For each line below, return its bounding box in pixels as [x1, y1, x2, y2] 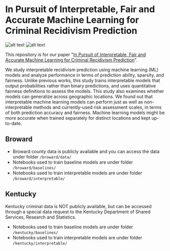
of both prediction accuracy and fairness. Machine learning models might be [5, 110, 165, 116]
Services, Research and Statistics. [5, 214, 77, 220]
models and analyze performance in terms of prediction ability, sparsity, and [5, 72, 164, 78]
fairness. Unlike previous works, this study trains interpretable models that [5, 77, 160, 83]
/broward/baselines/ [12, 165, 56, 170]
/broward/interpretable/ [12, 176, 65, 181]
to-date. [5, 120, 22, 126]
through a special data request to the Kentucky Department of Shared [5, 209, 151, 215]
